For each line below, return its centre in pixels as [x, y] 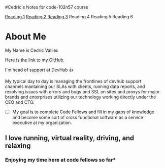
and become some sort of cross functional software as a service [78, 117]
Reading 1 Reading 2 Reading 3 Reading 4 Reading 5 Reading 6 [69, 17]
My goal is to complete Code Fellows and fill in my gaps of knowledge [83, 112]
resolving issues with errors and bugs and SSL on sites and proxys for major [82, 91]
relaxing [18, 146]
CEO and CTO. [20, 102]
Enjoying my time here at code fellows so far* [61, 160]
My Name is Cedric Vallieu [32, 50]
